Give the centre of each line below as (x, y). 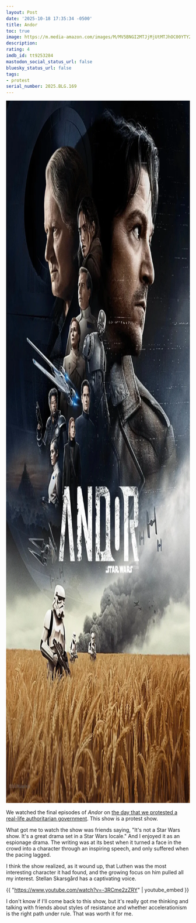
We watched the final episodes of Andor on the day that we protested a (92, 812)
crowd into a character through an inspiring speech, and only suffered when (97, 849)
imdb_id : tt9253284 (30, 56)
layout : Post (22, 12)
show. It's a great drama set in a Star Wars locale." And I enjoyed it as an (93, 836)
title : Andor (22, 25)
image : (14, 37)
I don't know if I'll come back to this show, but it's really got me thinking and (97, 901)
